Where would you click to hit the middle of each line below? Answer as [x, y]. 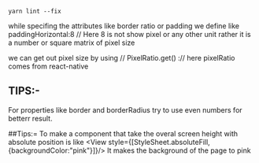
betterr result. [30, 118]
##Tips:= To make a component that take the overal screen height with [123, 133]
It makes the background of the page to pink [179, 150]
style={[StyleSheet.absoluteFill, [159, 142]
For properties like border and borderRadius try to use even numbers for [125, 109]
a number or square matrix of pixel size [72, 43]
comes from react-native [48, 66]
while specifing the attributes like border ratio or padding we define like [124, 26]
